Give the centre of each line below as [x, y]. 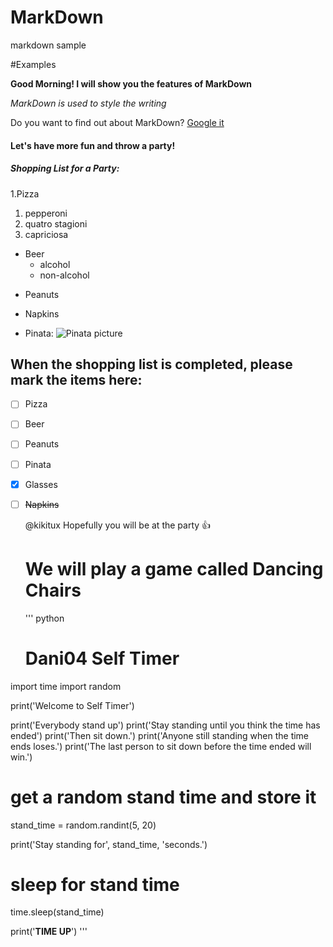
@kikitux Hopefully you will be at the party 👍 [118, 525]
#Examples [33, 64]
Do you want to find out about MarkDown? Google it [117, 122]
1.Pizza [25, 193]
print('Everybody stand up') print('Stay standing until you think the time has [165, 725]
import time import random [66, 686]
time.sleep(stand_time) [57, 912]
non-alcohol [64, 275]
